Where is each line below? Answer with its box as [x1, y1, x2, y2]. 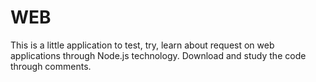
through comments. [10, 60, 92, 72]
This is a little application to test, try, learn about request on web [10, 39, 275, 51]
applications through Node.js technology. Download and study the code [10, 49, 307, 61]
